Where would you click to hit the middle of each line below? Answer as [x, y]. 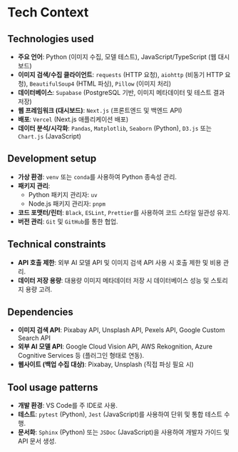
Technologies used [51, 39]
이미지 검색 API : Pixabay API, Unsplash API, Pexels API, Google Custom [121, 330]
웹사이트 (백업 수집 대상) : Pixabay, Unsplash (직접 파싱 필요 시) [106, 364]
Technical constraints [57, 245]
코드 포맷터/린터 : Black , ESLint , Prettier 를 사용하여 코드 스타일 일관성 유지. [124, 212]
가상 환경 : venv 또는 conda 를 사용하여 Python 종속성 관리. [97, 176]
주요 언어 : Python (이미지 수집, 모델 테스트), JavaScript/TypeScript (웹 [117, 57]
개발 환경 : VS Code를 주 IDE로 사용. [68, 406]
